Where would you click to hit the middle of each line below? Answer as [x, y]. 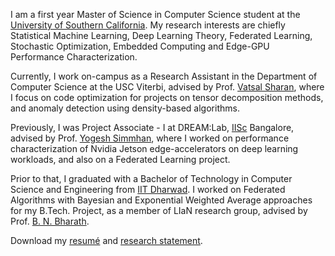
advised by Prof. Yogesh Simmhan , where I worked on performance [150, 138]
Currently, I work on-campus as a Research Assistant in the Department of [164, 76]
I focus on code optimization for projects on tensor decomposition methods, [167, 97]
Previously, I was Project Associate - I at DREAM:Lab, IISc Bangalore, [152, 127]
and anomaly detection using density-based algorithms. [125, 108]
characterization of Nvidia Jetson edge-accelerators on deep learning [154, 148]
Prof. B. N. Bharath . [50, 221]
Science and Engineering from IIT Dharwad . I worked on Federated [148, 189]
